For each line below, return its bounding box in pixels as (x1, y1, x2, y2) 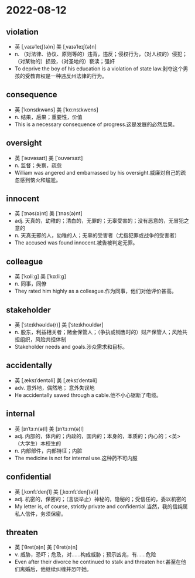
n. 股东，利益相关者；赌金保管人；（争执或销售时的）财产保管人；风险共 (14, 329, 188, 336)
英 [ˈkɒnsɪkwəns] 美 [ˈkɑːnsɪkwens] (14, 106, 98, 113)
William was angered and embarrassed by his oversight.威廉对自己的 (14, 169, 181, 176)
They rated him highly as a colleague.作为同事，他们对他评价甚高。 (14, 288, 177, 295)
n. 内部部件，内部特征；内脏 (14, 447, 83, 454)
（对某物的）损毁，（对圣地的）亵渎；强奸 (14, 58, 115, 64)
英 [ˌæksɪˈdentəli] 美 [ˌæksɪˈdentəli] (14, 376, 98, 384)
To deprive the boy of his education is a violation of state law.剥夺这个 (14, 65, 183, 72)
